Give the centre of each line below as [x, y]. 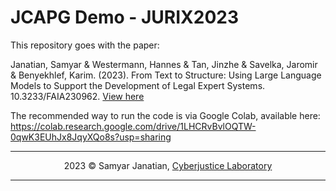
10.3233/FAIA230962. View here [77, 96]
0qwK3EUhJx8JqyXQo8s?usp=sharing [91, 137]
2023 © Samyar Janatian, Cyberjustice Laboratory [168, 165]
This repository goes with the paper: [85, 45]
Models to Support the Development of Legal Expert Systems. [138, 85]
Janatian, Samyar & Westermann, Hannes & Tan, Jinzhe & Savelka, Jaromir [164, 64]
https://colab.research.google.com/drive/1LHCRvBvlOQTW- [133, 126]
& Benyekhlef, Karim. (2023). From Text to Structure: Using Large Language [166, 75]
